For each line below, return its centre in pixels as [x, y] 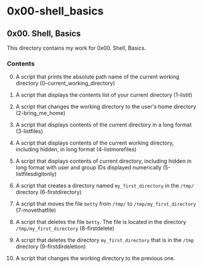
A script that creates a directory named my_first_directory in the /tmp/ [105, 186]
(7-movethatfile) [36, 211]
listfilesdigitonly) [36, 174]
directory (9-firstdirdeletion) [51, 247]
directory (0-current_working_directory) [65, 83]
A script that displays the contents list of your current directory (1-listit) [104, 95]
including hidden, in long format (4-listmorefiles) [76, 149]
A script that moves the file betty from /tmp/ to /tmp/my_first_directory [106, 204]
